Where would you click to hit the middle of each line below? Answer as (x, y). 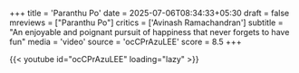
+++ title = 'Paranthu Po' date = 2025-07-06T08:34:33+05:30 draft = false (149, 13)
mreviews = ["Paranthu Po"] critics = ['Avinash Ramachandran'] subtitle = (146, 23)
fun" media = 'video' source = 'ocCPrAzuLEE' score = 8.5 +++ (125, 41)
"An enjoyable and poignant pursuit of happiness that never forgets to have (149, 32)
